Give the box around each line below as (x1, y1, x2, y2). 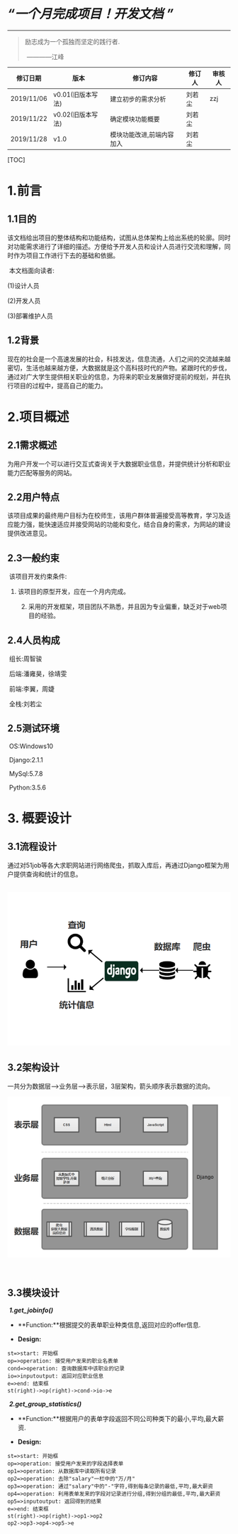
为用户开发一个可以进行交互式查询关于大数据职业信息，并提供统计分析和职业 (7, 459, 231, 468)
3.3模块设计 (7, 1287, 60, 1299)
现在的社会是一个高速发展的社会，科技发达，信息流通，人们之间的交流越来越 (7, 354, 231, 363)
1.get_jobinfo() (8, 1306, 54, 1315)
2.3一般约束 (7, 552, 60, 564)
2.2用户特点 (7, 491, 60, 503)
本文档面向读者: (8, 266, 55, 275)
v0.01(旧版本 (52, 90, 92, 99)
